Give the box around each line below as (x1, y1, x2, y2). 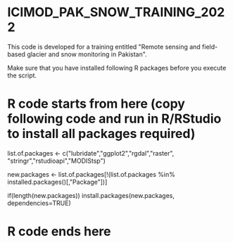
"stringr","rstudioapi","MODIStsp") (7, 156, 106, 165)
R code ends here (7, 223, 111, 239)
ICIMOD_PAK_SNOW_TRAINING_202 (7, 4, 225, 20)
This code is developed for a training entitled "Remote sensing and (7, 42, 201, 51)
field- (201, 42, 218, 51)
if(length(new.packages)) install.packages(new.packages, (7, 191, 175, 199)
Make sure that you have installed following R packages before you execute (7, 63, 227, 72)
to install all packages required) (7, 126, 196, 142)
